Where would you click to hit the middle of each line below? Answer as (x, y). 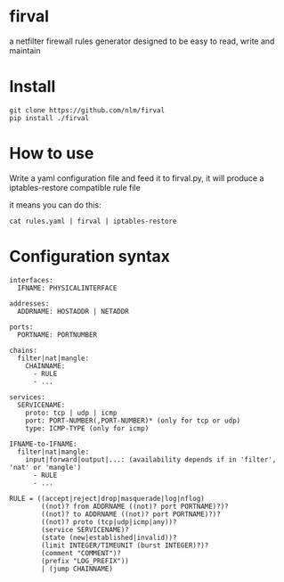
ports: (21, 327)
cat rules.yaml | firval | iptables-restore (93, 221)
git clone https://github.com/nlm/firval (87, 110)
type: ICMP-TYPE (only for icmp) (87, 428)
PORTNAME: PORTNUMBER (57, 335)
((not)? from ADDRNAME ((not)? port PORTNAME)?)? (135, 506)
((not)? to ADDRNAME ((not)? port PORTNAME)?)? (131, 514)
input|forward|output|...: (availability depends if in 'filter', (151, 459)
